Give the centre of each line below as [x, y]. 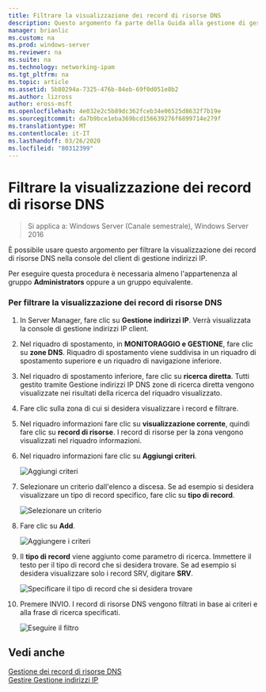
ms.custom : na [32, 38]
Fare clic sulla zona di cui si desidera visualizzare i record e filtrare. [129, 408]
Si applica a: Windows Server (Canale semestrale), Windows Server [138, 226]
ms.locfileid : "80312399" [51, 148]
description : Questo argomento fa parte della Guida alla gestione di [127, 23]
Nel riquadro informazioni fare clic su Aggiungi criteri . [108, 456]
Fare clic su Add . [47, 526]
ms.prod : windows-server [49, 45]
